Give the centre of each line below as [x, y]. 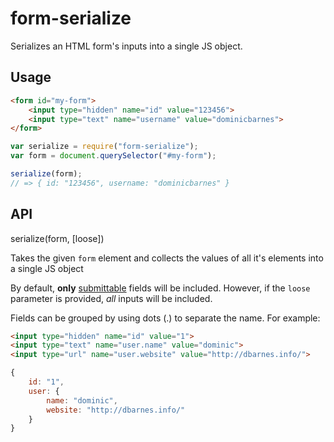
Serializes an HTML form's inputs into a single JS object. [126, 46]
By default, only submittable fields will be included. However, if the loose [160, 288]
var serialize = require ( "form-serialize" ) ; [104, 147]
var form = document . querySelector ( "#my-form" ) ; [113, 156]
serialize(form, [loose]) [57, 238]
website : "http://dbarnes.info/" [116, 410]
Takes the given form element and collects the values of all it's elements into [167, 258]
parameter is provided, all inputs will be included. [111, 298]
